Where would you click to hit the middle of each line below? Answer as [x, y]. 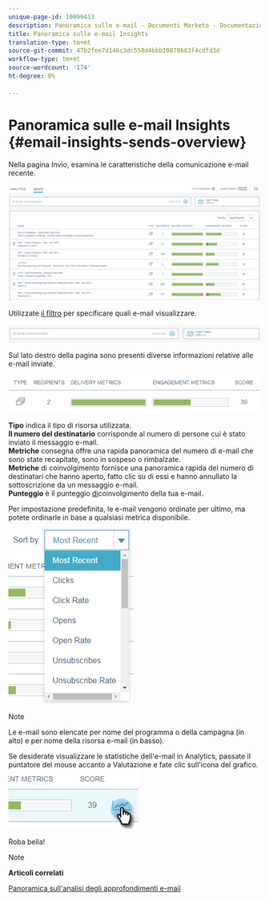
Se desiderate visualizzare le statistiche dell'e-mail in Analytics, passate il [129, 756]
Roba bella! [27, 842]
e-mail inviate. [32, 364]
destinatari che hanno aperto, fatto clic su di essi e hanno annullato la [123, 476]
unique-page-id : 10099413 [51, 17]
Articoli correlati [36, 872]
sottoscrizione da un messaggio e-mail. [73, 485]
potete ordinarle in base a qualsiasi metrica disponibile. [99, 517]
